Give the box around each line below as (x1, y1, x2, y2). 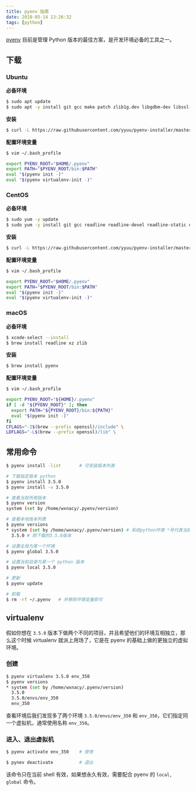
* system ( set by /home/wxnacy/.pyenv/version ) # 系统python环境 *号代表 (6, 527, 183, 533)
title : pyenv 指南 (6, 8, 49, 15)
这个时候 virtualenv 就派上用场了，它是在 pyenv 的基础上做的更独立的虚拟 (10, 636, 188, 643)
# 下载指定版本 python (6, 473, 56, 479)
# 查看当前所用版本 (6, 495, 47, 501)
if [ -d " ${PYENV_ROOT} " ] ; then (6, 402, 87, 408)
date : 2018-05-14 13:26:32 (6, 14, 72, 20)
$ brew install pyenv (6, 363, 59, 369)
